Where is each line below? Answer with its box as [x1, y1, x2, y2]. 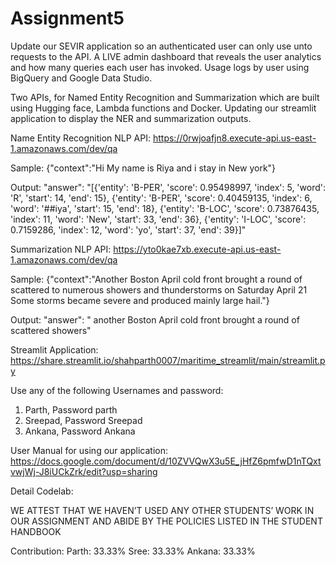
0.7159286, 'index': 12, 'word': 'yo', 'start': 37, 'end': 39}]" [10, 223, 247, 236]
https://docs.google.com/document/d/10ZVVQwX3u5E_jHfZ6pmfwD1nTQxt [10, 455, 322, 467]
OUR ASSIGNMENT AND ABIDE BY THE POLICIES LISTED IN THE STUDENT [10, 515, 323, 527]
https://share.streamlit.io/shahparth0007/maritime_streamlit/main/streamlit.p [10, 354, 326, 366]
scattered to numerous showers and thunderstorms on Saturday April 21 [10, 283, 308, 296]
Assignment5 [10, 7, 125, 30]
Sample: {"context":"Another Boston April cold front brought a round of [10, 273, 303, 285]
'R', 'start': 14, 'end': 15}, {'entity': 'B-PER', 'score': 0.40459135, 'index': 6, [10, 192, 313, 204]
